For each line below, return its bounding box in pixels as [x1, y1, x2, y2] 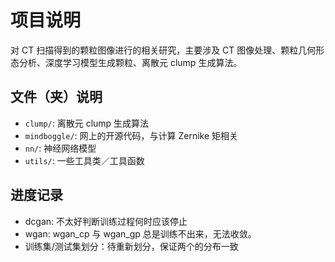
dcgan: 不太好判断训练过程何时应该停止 [24, 215, 188, 227]
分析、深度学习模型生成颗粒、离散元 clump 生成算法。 [18, 56, 243, 68]
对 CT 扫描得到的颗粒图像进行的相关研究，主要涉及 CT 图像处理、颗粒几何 [10, 44, 317, 56]
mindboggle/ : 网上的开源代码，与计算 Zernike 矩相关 [24, 129, 239, 141]
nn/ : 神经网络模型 [24, 142, 97, 154]
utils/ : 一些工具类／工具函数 [24, 154, 145, 166]
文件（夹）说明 [10, 89, 103, 106]
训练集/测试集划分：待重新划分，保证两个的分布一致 [24, 240, 239, 252]
